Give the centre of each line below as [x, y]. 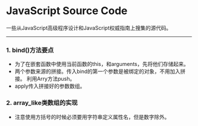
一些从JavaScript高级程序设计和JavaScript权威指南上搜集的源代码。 [89, 28]
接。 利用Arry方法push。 [45, 79]
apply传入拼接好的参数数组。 [50, 86]
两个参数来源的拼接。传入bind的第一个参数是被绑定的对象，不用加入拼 [100, 71]
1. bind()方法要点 [30, 50]
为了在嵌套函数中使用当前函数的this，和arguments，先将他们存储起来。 [102, 64]
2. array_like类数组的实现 [42, 103]
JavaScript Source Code [67, 11]
